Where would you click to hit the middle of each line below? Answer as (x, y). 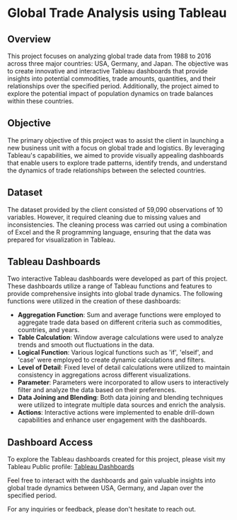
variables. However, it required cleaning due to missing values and (104, 217)
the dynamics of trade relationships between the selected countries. (107, 170)
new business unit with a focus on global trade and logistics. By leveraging (116, 148)
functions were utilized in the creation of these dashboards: (94, 301)
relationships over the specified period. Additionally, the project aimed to (113, 86)
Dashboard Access (50, 442)
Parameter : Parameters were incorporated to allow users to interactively (123, 382)
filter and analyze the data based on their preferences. (97, 390)
